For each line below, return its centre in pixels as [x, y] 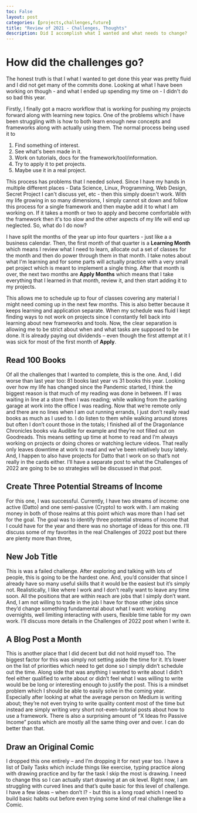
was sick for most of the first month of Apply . [61, 342]
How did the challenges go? [75, 63]
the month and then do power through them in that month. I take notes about [98, 256]
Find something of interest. [47, 145]
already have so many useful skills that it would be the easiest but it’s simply [98, 583]
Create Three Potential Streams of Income [84, 486]
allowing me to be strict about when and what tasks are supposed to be [92, 329]
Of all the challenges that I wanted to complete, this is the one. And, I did [94, 374]
